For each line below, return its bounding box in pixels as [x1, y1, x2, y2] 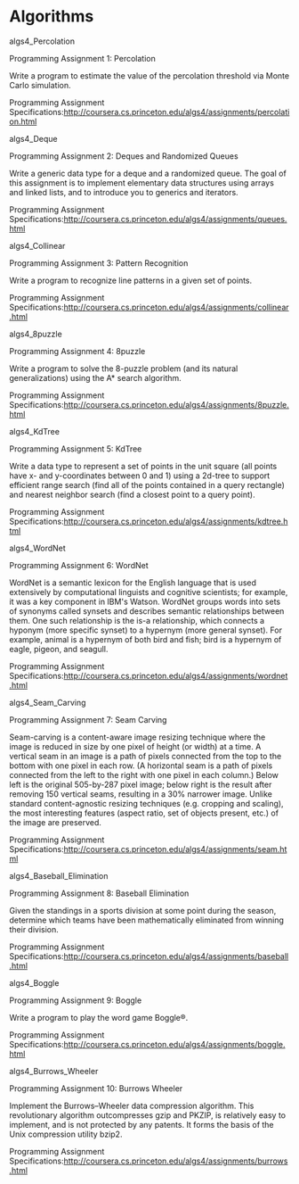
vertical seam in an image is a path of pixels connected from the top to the [9, 750, 282, 761]
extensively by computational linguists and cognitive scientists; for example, [9, 586, 288, 597]
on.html [9, 116, 37, 127]
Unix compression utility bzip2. [9, 1129, 123, 1139]
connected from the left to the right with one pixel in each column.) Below [9, 769, 279, 780]
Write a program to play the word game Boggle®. [9, 1012, 189, 1023]
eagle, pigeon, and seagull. [9, 643, 109, 654]
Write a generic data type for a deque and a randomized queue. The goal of [9, 168, 287, 178]
